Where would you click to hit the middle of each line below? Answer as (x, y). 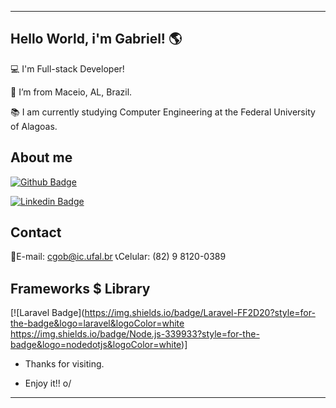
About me (41, 157)
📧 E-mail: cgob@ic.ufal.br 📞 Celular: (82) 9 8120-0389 (118, 257)
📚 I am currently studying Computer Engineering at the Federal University (163, 112)
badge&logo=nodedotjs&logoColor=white (96, 345)
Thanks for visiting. (64, 364)
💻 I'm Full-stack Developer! (67, 68)
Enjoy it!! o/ (48, 383)
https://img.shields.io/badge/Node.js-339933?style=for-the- (135, 334)
